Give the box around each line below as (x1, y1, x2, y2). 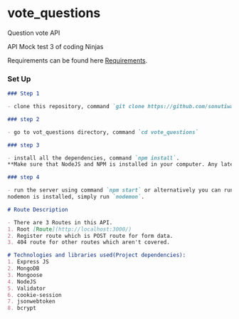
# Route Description (7, 206, 69, 213)
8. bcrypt (7, 305, 37, 312)
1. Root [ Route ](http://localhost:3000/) (7, 226, 132, 233)
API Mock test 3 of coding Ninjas (7, 42, 104, 51)
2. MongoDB (7, 265, 40, 272)
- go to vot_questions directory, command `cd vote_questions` (7, 128, 199, 136)
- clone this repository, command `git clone (7, 103, 144, 110)
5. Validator (7, 285, 46, 292)
